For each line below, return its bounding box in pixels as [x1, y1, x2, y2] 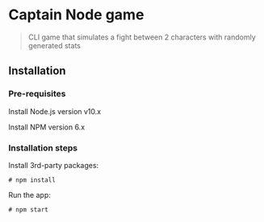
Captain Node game [8, 6, 145, 24]
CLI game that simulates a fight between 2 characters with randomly [27, 32, 256, 42]
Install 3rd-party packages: [8, 160, 99, 170]
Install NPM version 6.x [8, 122, 86, 132]
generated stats [27, 40, 81, 50]
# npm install [8, 175, 57, 184]
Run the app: [8, 190, 51, 199]
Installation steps [8, 142, 78, 154]
